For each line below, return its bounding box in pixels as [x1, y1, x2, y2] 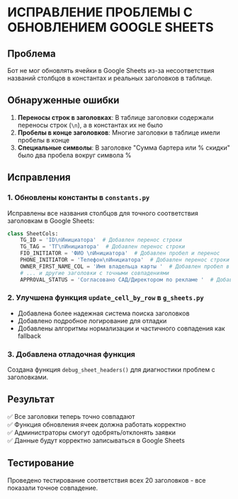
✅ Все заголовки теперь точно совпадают [7, 412, 135, 420]
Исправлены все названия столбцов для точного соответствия [7, 208, 198, 217]
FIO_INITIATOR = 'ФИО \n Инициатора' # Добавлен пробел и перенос [20, 250, 220, 257]
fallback [17, 331, 41, 340]
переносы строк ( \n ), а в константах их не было [17, 120, 163, 129]
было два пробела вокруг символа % [17, 150, 132, 159]
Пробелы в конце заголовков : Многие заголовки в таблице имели [17, 128, 221, 137]
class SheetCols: [7, 230, 59, 237]
